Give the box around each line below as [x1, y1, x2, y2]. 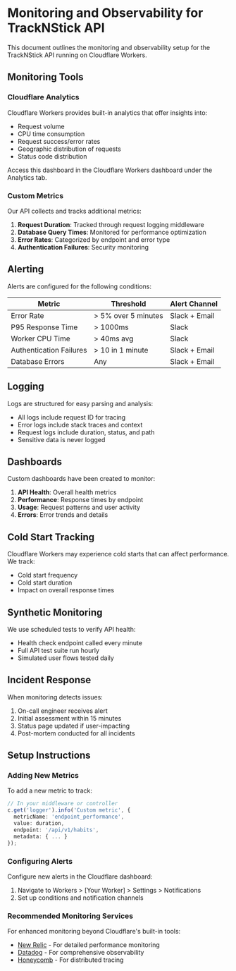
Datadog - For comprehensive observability [17, 948, 144, 957]
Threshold [111, 298, 147, 308]
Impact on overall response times [17, 586, 115, 594]
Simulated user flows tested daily [17, 654, 114, 662]
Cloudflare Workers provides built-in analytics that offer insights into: [7, 108, 208, 117]
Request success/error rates [17, 137, 101, 145]
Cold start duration [17, 578, 73, 587]
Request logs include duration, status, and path [17, 428, 155, 436]
